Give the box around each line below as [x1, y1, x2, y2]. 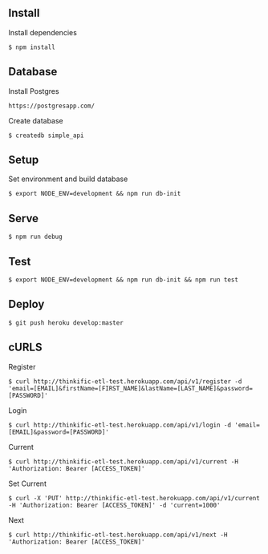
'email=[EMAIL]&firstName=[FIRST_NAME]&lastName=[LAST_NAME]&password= [8, 384, 253, 392]
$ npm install [8, 43, 56, 51]
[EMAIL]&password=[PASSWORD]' [8, 428, 110, 436]
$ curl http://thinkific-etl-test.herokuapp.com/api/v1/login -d [8, 421, 231, 429]
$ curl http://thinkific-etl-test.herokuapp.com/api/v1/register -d [8, 377, 242, 386]
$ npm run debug [8, 233, 63, 241]
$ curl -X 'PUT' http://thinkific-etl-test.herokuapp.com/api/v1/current [8, 494, 261, 502]
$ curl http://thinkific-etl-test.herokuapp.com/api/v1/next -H [8, 531, 228, 539]
